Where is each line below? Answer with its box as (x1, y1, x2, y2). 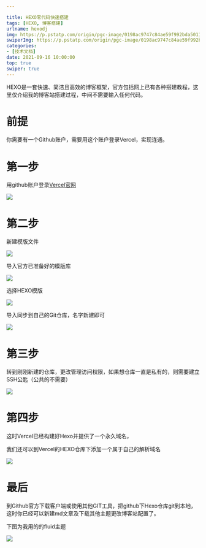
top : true (6, 59, 32, 66)
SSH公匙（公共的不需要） (6, 376, 72, 383)
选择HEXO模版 (6, 287, 43, 294)
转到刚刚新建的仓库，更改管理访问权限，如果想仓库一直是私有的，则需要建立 (6, 368, 200, 376)
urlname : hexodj (6, 26, 48, 32)
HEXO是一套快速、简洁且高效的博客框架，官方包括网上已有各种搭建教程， (6, 83, 193, 91)
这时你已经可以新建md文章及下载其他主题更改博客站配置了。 (6, 510, 159, 517)
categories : (6, 43, 37, 49)
